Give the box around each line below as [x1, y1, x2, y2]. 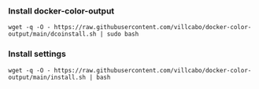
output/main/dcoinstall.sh [8, 30, 97, 39]
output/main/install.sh [8, 73, 87, 81]
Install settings [8, 49, 67, 60]
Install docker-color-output [8, 6, 115, 17]
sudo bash [106, 30, 139, 39]
